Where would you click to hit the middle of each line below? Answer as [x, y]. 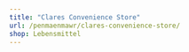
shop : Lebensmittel [45, 33]
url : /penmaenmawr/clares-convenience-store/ [94, 26]
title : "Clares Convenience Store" [75, 17]
